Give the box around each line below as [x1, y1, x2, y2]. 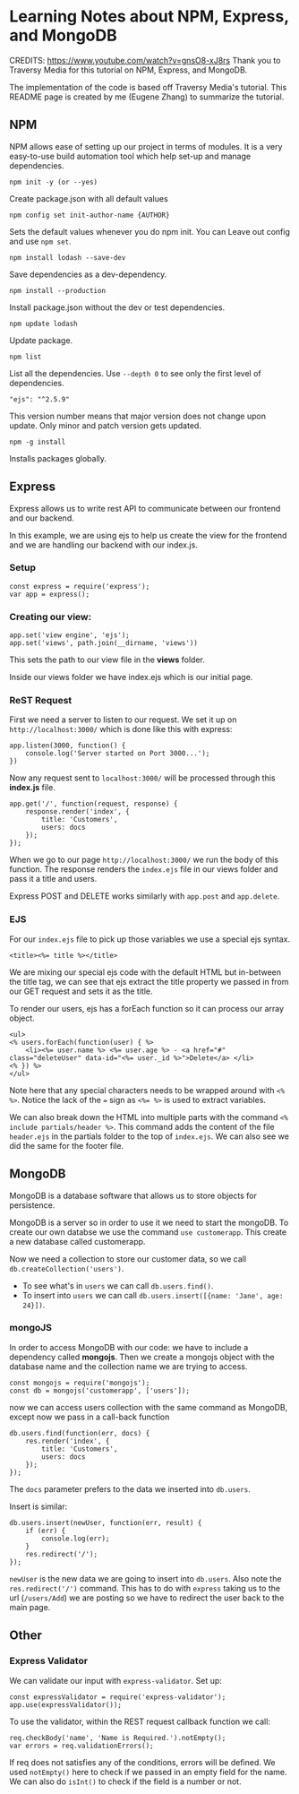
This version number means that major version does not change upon [9, 410, 267, 421]
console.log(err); [41, 1534, 110, 1543]
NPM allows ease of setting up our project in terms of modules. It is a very [9, 141, 283, 151]
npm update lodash [9, 319, 78, 328]
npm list [9, 352, 42, 361]
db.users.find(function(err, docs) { [9, 1428, 150, 1437]
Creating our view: [9, 610, 92, 623]
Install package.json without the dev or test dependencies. [9, 302, 226, 313]
